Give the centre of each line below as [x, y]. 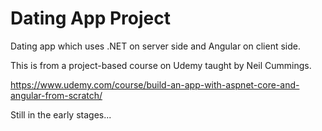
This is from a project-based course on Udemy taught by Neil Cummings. [161, 65]
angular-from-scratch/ [56, 95]
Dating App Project [90, 18]
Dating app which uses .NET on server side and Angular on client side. [155, 46]
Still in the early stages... [61, 114]
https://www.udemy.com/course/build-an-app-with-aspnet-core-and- [155, 84]
